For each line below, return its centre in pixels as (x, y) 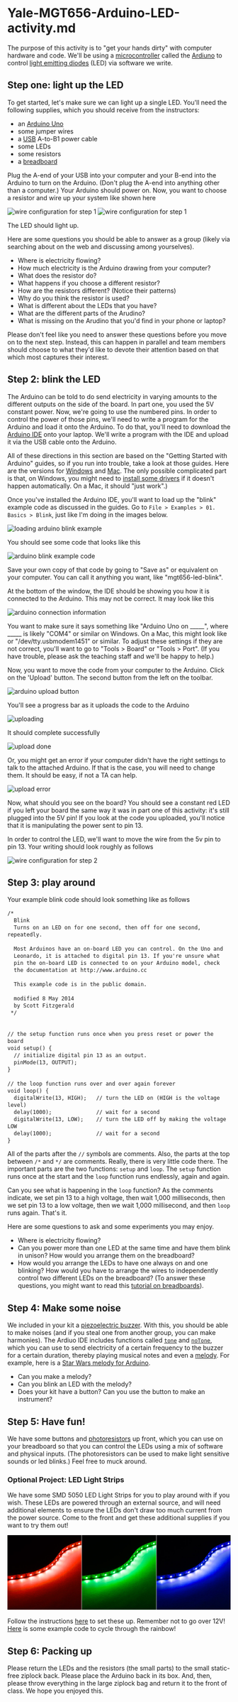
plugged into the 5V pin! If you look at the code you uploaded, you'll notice (116, 817)
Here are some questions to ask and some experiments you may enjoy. (111, 1227)
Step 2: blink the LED (54, 380)
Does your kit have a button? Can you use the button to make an (111, 1392)
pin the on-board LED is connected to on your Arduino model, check (117, 964)
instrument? (35, 1400)
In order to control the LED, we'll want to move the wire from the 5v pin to (114, 839)
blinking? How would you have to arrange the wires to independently (118, 1271)
